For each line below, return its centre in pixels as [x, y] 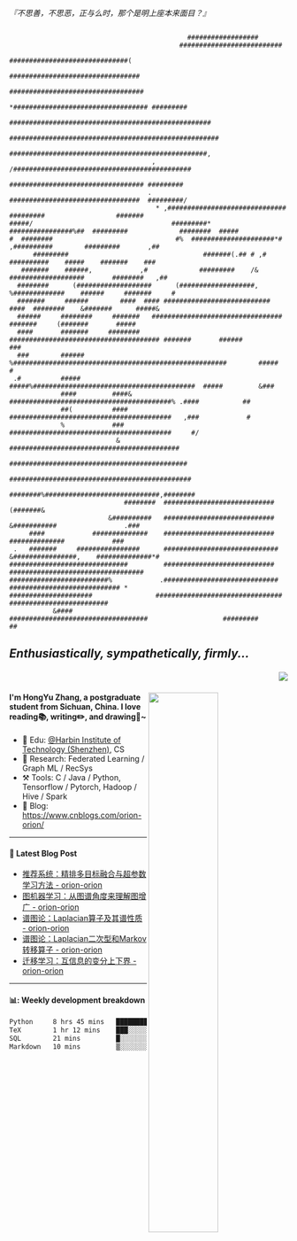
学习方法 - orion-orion [62, 885]
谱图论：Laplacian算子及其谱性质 [82, 919]
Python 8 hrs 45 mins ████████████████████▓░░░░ [112, 1022]
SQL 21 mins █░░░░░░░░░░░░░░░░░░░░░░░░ [112, 1039]
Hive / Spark [45, 796]
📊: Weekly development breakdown [77, 1000]
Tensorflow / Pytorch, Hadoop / [79, 787]
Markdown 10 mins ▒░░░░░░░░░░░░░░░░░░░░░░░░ [112, 1047]
